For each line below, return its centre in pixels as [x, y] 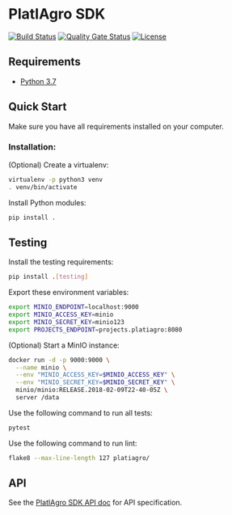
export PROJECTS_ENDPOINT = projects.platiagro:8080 [95, 329]
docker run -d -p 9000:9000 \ [59, 360]
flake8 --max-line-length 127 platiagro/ [79, 458]
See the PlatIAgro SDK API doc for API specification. [95, 503]
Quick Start [38, 107]
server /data [38, 398]
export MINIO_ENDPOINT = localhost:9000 [74, 307]
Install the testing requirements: [61, 262]
